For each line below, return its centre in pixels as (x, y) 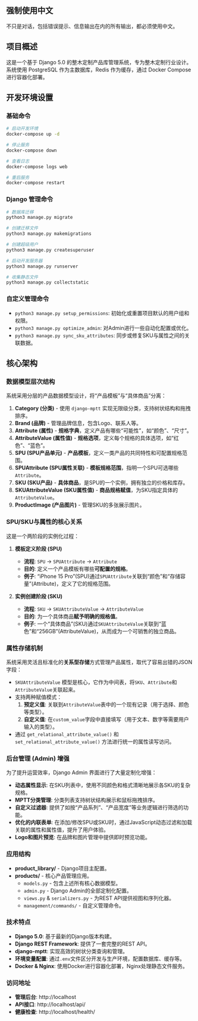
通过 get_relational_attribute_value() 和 (67, 734)
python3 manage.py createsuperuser (50, 250)
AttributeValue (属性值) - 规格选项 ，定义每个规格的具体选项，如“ (94, 438)
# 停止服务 (18, 145)
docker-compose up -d (33, 134)
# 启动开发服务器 (24, 260)
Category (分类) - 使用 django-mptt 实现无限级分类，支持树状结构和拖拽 (103, 409)
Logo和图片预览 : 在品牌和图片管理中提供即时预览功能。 (82, 837)
